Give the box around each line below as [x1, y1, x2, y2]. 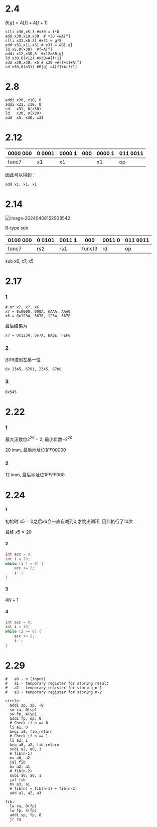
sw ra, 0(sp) [10, 707, 37, 712]
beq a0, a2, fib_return [10, 742, 59, 747]
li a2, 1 [10, 738, 28, 743]
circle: [5, 698, 22, 703]
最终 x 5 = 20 [5, 529, 32, 535]
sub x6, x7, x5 [5, 258, 34, 264]
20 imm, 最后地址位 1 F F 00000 [5, 447, 66, 453]
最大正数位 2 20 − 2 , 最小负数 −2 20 [5, 436, 73, 442]
